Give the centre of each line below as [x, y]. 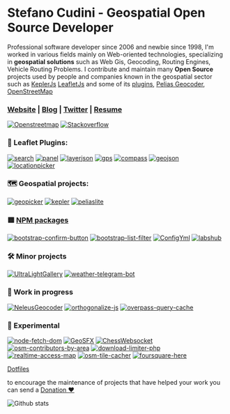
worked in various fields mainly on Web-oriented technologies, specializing [115, 54]
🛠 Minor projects [37, 256]
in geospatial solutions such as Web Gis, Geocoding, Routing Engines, [109, 61]
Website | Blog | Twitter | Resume [65, 109]
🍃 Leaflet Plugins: [38, 143]
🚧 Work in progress [40, 292]
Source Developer [60, 28]
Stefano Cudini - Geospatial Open [106, 13]
